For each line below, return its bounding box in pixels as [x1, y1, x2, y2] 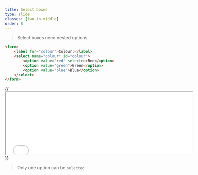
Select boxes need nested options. [17, 35, 89, 41]
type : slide [5, 12, 30, 17]
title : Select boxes [5, 7, 48, 12]
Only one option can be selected [17, 165, 85, 171]
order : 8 [5, 21, 23, 26]
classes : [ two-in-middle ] [5, 16, 59, 21]
